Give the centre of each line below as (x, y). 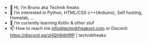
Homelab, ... (22, 18)
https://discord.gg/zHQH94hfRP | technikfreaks (58, 35)
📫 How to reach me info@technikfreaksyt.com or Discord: (69, 28)
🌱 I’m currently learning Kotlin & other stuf (52, 23)
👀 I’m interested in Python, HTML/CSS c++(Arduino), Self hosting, (76, 13)
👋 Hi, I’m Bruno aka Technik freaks (44, 7)
